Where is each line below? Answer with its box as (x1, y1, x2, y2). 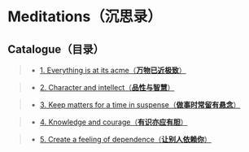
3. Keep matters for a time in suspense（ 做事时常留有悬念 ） (39, 100, 241, 110)
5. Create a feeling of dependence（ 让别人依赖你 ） (39, 135, 212, 144)
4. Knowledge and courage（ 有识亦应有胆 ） (39, 117, 188, 127)
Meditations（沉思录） (7, 7, 162, 26)
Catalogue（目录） (7, 42, 105, 56)
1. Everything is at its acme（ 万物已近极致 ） (39, 66, 186, 75)
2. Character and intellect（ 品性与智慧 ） (39, 83, 175, 92)
